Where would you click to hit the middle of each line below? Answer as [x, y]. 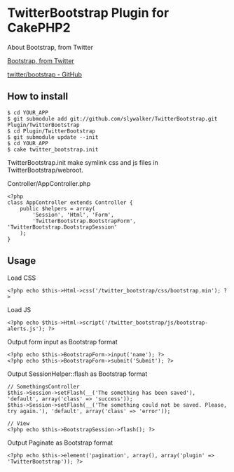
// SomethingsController [43, 386]
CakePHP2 [39, 28]
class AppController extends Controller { [70, 202]
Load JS [19, 309]
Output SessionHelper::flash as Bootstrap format [77, 374]
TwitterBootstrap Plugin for [88, 13]
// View [19, 423]
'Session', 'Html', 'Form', [73, 215]
